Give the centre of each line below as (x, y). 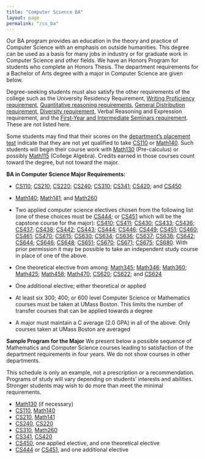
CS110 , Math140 (35, 411)
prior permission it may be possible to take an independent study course (106, 249)
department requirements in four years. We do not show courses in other (98, 354)
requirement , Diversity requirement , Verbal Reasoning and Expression (94, 112)
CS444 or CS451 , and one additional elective (72, 450)
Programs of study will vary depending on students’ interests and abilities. (100, 379)
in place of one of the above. (51, 256)
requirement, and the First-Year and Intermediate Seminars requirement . (97, 118)
